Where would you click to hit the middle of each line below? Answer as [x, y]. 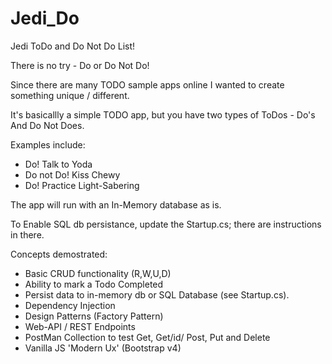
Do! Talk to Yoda [58, 164]
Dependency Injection [70, 305]
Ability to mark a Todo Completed [94, 284]
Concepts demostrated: [59, 254]
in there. [27, 234]
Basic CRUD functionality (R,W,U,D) [98, 273]
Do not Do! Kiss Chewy [72, 174]
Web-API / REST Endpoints [80, 326]
